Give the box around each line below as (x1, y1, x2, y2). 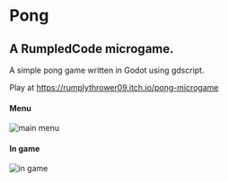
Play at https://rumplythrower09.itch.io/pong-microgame (9, 82, 219, 92)
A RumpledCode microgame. (9, 41, 174, 56)
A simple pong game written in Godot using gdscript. (9, 65, 205, 75)
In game (9, 143, 40, 153)
